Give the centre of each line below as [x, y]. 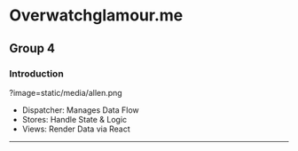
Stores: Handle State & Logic [74, 119]
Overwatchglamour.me [96, 16]
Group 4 [32, 48]
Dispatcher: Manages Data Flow [80, 110]
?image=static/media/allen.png [66, 92]
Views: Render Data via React [76, 129]
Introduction [36, 74]
